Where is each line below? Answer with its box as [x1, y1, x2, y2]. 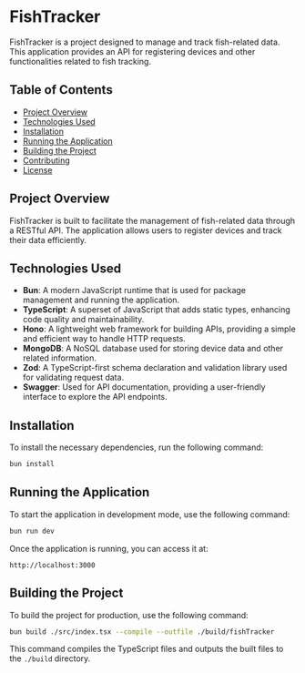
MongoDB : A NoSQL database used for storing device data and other [22, 343, 284, 354]
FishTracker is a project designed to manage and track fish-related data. [9, 36, 280, 47]
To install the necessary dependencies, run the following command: [9, 442, 264, 453]
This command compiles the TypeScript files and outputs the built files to [9, 644, 284, 655]
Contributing [22, 155, 70, 166]
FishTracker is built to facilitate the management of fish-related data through [9, 215, 296, 226]
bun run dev [9, 526, 55, 535]
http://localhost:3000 [9, 560, 96, 570]
